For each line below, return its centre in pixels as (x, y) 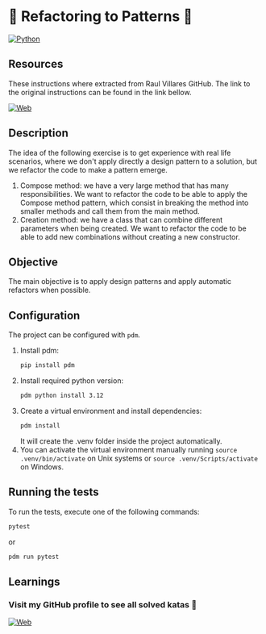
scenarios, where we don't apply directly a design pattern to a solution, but (133, 161)
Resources (36, 64)
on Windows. (42, 466)
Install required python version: (71, 381)
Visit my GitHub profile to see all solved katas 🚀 (103, 604)
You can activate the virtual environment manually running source (129, 449)
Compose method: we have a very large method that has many (125, 186)
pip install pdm (47, 365)
